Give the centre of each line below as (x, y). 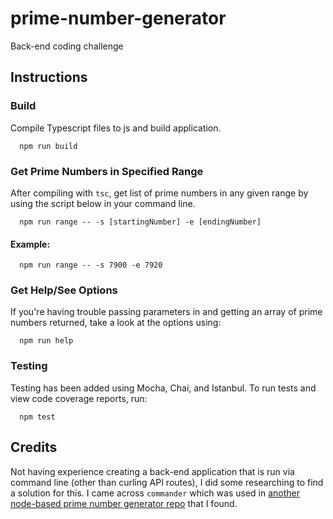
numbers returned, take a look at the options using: (116, 323)
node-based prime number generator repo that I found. (124, 503)
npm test (37, 417)
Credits (34, 447)
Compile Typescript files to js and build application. (116, 128)
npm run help (46, 341)
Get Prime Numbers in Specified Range (107, 171)
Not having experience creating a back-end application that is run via (152, 471)
